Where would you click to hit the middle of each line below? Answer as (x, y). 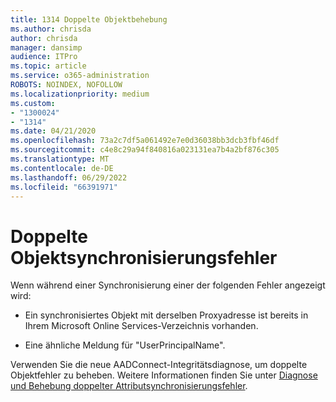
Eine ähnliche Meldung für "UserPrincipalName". (125, 345)
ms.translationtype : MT (60, 159)
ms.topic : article (48, 66)
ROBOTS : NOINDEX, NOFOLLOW (66, 85)
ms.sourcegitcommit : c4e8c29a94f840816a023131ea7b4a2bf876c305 (145, 150)
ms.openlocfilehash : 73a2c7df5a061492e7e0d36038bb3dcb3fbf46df (145, 141)
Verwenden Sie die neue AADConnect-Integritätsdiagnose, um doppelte (159, 365)
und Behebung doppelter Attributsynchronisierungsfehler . (129, 386)
